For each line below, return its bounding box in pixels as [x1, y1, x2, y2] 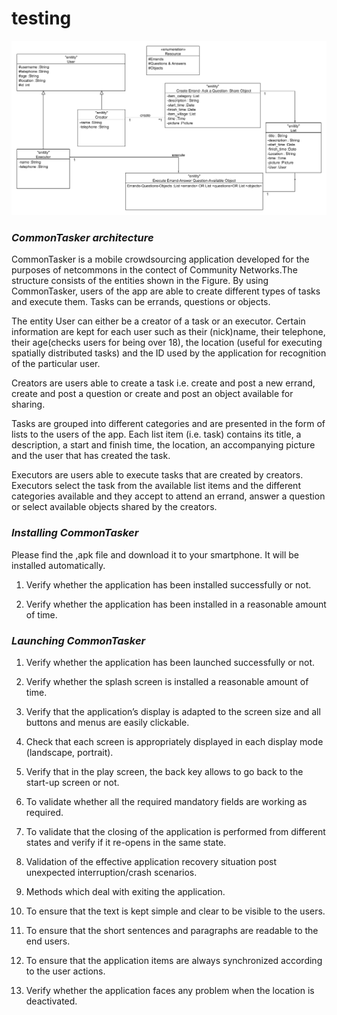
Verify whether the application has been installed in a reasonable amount [25, 598, 327, 610]
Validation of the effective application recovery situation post [25, 855, 277, 867]
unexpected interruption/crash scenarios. [25, 866, 198, 878]
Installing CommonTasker [11, 526, 139, 540]
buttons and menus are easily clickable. [25, 716, 190, 728]
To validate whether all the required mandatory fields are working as [25, 795, 308, 807]
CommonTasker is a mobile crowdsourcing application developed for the [11, 253, 310, 266]
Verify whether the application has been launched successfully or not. [25, 656, 316, 668]
